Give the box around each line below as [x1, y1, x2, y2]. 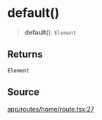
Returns [7, 48, 44, 60]
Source [7, 86, 40, 98]
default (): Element [24, 28, 77, 36]
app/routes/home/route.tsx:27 [7, 105, 95, 113]
